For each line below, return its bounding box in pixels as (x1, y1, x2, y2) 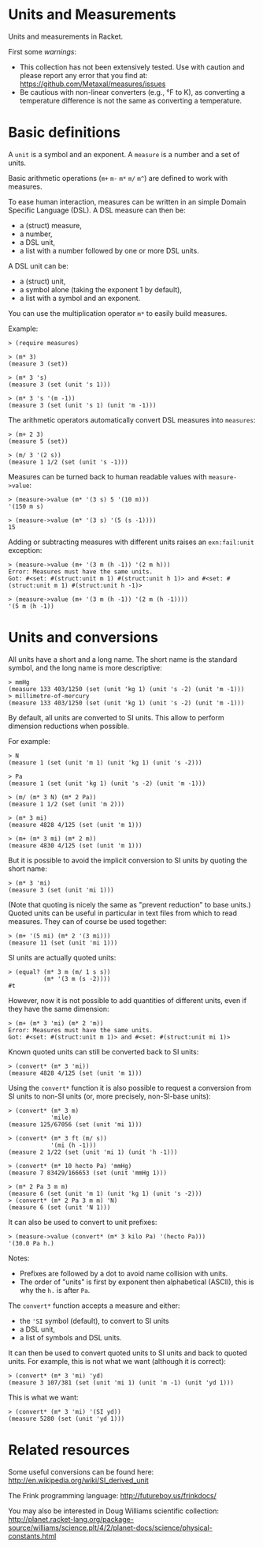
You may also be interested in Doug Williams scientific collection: (8, 1506, 219, 1516)
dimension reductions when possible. (8, 721, 130, 731)
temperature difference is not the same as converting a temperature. (19, 96, 243, 105)
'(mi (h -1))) (50, 1141, 97, 1149)
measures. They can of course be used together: (8, 916, 167, 926)
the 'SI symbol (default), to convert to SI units (19, 1316, 169, 1325)
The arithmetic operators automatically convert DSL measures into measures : (8, 415, 256, 424)
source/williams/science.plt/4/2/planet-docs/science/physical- (8, 1523, 213, 1532)
